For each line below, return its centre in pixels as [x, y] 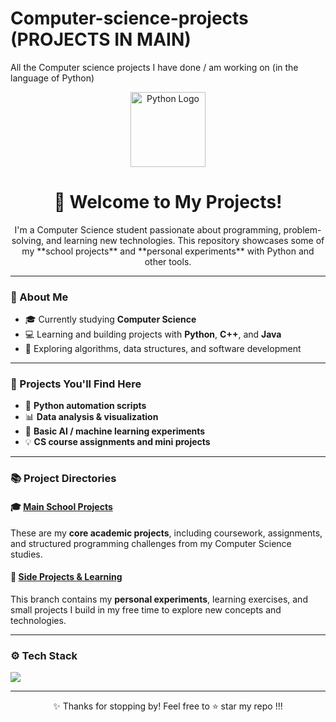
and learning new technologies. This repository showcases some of [185, 240]
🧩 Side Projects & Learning [66, 577]
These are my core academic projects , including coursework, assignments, [166, 533]
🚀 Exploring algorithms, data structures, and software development [163, 349]
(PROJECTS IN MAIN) [101, 39]
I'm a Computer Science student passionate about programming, [148, 229]
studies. [26, 554]
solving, [28, 240]
